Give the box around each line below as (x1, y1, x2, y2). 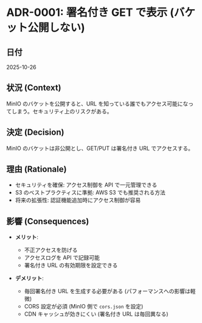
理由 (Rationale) (6, 164, 67, 174)
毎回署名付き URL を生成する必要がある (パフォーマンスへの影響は (24, 288, 190, 295)
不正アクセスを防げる (24, 246, 78, 254)
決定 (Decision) (6, 127, 64, 138)
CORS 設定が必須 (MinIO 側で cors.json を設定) (24, 303, 144, 310)
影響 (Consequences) (6, 216, 89, 226)
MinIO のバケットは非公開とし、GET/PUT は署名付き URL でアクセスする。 (6, 144, 193, 152)
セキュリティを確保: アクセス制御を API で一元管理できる (15, 181, 158, 189)
